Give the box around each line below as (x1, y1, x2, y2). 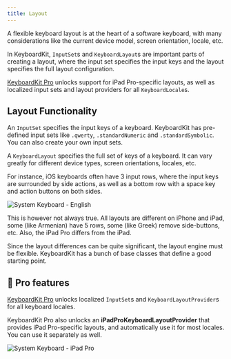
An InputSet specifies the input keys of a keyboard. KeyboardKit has (7, 124, 202, 132)
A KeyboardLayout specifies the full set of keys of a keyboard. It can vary (7, 151, 212, 160)
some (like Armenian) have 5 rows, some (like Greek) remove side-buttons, (7, 221, 221, 230)
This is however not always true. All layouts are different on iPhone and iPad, (7, 214, 225, 222)
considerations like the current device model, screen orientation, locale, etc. (7, 36, 223, 45)
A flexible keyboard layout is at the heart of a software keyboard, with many (7, 29, 222, 37)
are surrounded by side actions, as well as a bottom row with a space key (7, 180, 216, 188)
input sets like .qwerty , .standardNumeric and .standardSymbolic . (30, 131, 214, 139)
